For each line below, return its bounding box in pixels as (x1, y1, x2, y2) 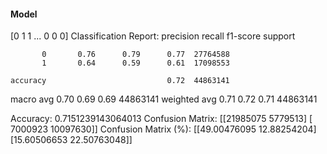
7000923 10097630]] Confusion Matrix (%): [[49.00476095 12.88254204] (10, 123, 317, 135)
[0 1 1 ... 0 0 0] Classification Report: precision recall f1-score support (10, 30, 296, 42)
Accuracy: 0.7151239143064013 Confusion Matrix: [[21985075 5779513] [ (10, 113, 313, 125)
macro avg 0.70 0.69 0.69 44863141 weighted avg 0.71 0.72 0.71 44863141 (10, 93, 318, 105)
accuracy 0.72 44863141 (10, 76, 230, 86)
